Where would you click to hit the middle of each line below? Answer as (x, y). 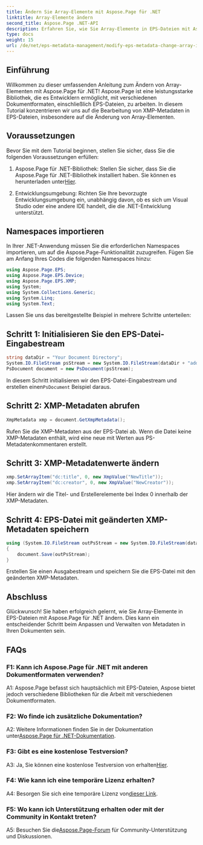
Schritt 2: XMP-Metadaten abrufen (73, 406)
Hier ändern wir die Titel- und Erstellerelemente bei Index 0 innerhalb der (97, 494)
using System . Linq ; (31, 298)
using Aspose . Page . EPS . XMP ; (42, 281)
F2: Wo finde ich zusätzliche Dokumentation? (75, 716)
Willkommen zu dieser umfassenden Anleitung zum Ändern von (85, 85)
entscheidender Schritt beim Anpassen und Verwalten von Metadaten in (96, 624)
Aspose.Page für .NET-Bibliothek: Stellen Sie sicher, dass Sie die (95, 168)
